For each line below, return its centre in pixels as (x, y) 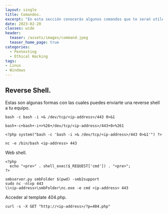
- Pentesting (23, 51)
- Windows (15, 70)
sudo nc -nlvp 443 (24, 183)
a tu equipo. (17, 107)
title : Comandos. (23, 14)
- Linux (13, 65)
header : (13, 33)
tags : (11, 61)
